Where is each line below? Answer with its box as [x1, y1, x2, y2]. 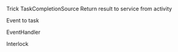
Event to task [6, 17, 40, 24]
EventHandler [6, 28, 41, 36]
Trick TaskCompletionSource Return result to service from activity [6, 5, 173, 12]
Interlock [6, 41, 29, 47]
